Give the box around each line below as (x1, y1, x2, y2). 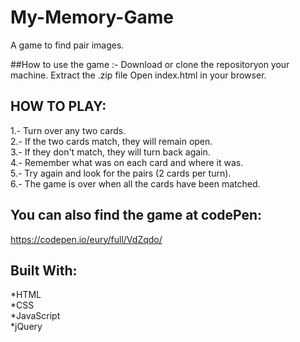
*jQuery (10, 321, 43, 333)
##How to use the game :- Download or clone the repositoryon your (10, 58, 290, 70)
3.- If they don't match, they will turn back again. (10, 146, 211, 158)
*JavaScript (10, 310, 61, 322)
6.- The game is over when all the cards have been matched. (10, 177, 261, 190)
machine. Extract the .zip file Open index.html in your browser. (10, 69, 267, 81)
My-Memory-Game (10, 6, 174, 29)
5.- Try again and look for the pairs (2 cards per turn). (10, 167, 232, 179)
